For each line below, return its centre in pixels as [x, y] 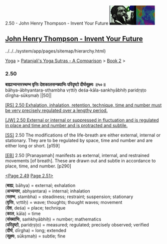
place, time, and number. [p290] [38, 166]
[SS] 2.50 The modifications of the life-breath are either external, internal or [83, 135]
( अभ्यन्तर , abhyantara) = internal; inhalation [48, 191]
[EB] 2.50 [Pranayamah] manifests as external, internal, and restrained [77, 155]
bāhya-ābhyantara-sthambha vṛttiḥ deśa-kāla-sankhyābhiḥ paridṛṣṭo [76, 90]
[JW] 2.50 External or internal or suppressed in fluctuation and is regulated [82, 120]
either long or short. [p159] [33, 146]
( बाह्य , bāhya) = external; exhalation [40, 185]
